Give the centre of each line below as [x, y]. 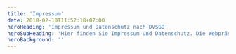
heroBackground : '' [36, 40]
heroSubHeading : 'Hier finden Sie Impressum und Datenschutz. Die [106, 33]
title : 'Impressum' [36, 14]
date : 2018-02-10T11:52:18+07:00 [56, 20]
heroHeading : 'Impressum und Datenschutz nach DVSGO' [88, 27]
